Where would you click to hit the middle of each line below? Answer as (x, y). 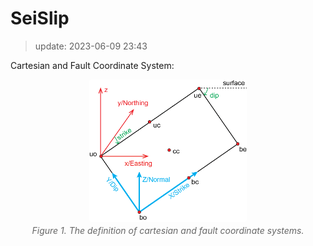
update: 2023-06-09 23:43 (91, 46)
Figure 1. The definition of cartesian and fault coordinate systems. (168, 230)
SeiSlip (40, 18)
